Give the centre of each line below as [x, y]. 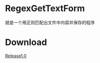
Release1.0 [16, 56]
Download [26, 42]
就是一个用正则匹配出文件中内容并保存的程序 [50, 22]
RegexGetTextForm [45, 8]
